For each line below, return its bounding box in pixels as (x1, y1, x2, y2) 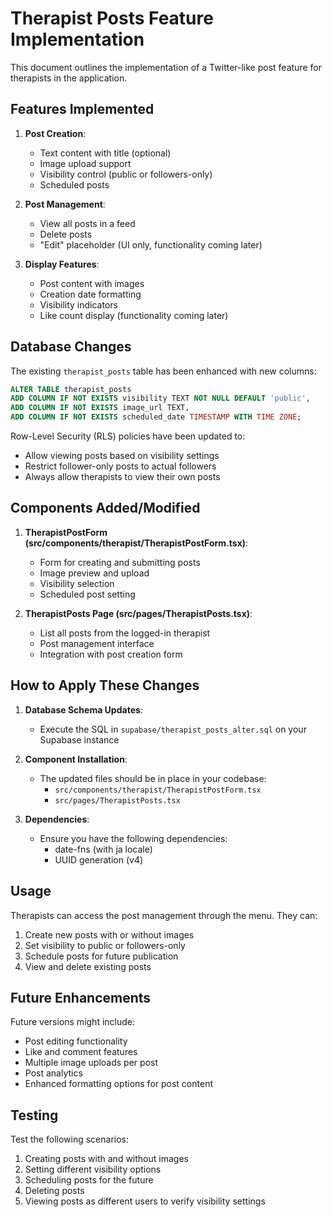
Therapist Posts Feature (10, 7, 214, 30)
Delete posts (39, 228, 93, 240)
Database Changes (10, 338, 132, 356)
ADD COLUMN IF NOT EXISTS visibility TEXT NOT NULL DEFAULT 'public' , (10, 393, 311, 404)
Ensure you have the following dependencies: (39, 832, 228, 844)
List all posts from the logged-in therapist (39, 627, 211, 639)
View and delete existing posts (24, 960, 152, 972)
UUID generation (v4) (54, 853, 144, 866)
